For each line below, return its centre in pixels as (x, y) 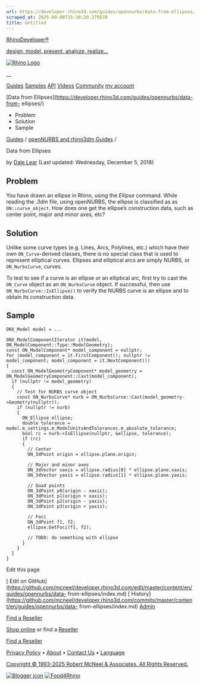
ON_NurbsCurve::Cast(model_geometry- (138, 397)
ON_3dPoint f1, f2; (52, 522)
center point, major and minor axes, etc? (56, 214)
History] (141, 593)
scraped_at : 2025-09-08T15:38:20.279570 (57, 17)
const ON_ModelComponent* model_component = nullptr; (74, 350)
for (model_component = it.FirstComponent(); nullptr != (78, 355)
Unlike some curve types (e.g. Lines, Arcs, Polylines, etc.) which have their (98, 247)
